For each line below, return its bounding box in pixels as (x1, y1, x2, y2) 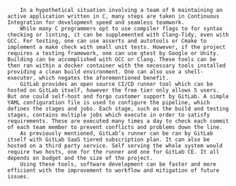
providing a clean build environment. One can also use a (7, 68, 182, 75)
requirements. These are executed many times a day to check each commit (7, 118, 230, 125)
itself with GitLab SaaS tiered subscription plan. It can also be (7, 136, 211, 143)
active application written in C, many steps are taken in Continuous (7, 13, 220, 20)
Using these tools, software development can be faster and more (20, 161, 217, 168)
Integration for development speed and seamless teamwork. (7, 19, 185, 26)
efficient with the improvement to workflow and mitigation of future (7, 167, 220, 174)
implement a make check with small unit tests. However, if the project (7, 44, 226, 51)
